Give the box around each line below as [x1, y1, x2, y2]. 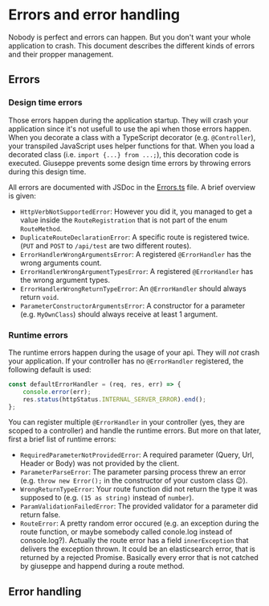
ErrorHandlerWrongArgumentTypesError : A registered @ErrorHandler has [19, 266, 254, 276]
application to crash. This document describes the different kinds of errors [8, 40, 255, 50]
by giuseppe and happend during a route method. [19, 562, 185, 571]
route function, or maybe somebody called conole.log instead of [19, 527, 233, 537]
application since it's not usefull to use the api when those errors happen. [8, 123, 251, 134]
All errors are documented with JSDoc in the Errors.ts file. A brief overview [8, 182, 255, 192]
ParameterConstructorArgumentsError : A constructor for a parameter [19, 301, 246, 310]
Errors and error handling [8, 6, 181, 24]
